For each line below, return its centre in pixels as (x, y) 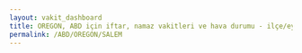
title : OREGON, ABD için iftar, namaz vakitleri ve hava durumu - (136, 26)
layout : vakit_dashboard (56, 18)
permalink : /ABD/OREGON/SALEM (66, 34)
